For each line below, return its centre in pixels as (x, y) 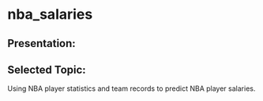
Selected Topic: (47, 69)
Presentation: (41, 43)
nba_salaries (50, 14)
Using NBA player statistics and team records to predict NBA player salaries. (131, 88)
